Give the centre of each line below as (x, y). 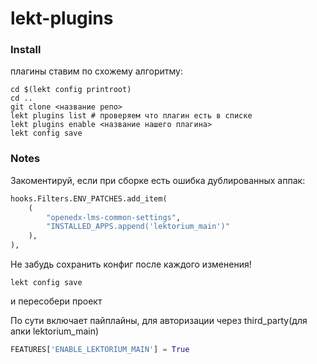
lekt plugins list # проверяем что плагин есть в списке (131, 116)
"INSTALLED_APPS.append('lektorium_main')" (138, 227)
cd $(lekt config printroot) (71, 90)
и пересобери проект (56, 301)
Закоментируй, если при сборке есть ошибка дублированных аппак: (158, 180)
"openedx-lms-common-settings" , (114, 217)
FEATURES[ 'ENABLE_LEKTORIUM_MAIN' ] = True (100, 350)
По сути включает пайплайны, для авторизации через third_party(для (159, 321)
